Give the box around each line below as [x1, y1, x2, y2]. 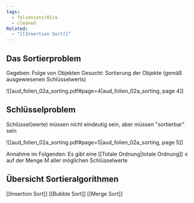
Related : [6, 25, 28, 32]
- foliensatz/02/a [11, 14, 58, 20]
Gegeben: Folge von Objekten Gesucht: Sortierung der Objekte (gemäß [6, 69, 182, 76]
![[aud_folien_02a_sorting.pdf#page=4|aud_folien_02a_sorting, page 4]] [6, 87, 184, 94]
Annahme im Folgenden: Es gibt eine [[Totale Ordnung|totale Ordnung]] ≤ [6, 150, 188, 157]
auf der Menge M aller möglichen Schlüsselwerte [6, 157, 128, 164]
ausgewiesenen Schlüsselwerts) [6, 76, 86, 83]
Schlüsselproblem [6, 105, 76, 115]
